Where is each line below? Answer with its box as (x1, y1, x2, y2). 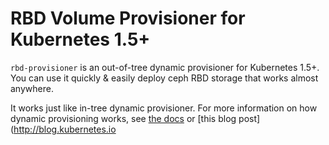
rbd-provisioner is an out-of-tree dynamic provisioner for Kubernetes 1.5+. (10, 61, 320, 73)
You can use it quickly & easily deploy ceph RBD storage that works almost (10, 72, 319, 84)
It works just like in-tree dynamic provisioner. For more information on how (10, 102, 318, 114)
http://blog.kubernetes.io (13, 123, 117, 135)
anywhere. (10, 82, 54, 94)
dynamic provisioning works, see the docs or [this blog (10, 112, 237, 124)
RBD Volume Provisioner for (10, 7, 246, 30)
